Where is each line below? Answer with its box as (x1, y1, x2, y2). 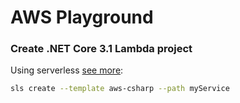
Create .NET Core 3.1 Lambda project (10, 42, 193, 56)
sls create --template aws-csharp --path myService (10, 84, 230, 94)
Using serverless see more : (10, 64, 124, 76)
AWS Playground (10, 6, 154, 29)
